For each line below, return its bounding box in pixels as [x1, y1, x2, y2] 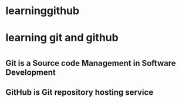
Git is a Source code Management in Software [5, 58, 176, 68]
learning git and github [5, 31, 119, 45]
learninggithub [5, 4, 80, 18]
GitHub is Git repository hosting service [5, 87, 154, 97]
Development [5, 67, 56, 77]
